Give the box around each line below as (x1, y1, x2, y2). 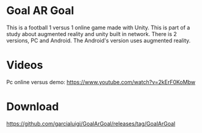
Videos (6, 59, 43, 72)
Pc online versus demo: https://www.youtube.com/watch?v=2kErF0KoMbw (6, 78, 196, 85)
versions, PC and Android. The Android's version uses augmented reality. (6, 37, 191, 44)
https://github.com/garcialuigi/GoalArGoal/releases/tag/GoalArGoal (6, 120, 176, 127)
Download (6, 100, 59, 113)
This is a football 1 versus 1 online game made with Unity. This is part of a (6, 24, 190, 31)
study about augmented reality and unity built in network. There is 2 (6, 30, 177, 37)
